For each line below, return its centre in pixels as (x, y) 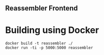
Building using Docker (52, 30)
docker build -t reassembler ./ (39, 43)
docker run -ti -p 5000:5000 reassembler (49, 48)
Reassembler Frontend (41, 8)
